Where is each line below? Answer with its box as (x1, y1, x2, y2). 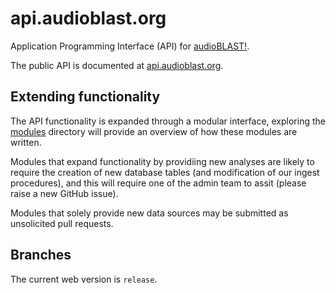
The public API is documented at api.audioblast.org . (10, 59, 224, 71)
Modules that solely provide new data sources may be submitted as (10, 207, 289, 219)
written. (10, 136, 42, 148)
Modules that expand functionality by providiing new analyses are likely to (10, 155, 315, 167)
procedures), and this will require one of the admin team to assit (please (10, 177, 307, 189)
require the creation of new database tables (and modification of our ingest (10, 166, 320, 178)
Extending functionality (10, 88, 161, 106)
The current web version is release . (10, 273, 158, 285)
